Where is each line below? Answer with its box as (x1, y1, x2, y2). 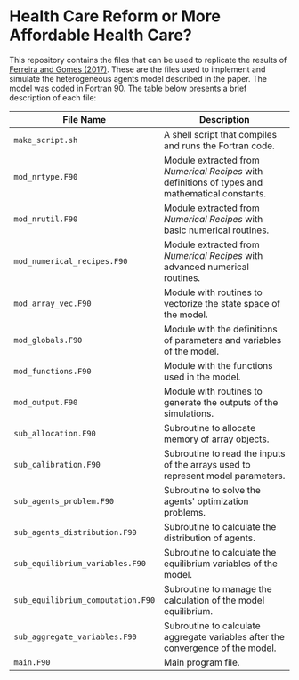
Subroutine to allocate (163, 421, 256, 434)
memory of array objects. (163, 433, 270, 445)
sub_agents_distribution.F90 (13, 527, 137, 537)
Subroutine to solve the (163, 484, 261, 496)
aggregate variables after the (163, 630, 285, 643)
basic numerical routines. (163, 224, 270, 236)
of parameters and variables (163, 333, 282, 346)
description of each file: (9, 92, 97, 103)
